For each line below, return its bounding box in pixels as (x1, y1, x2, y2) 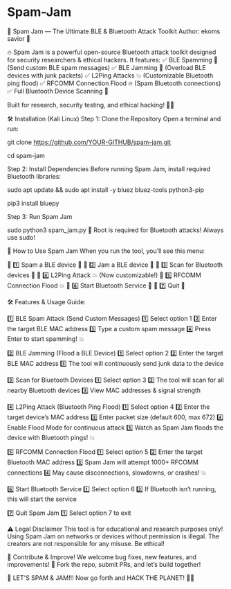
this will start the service (7, 495, 77, 503)
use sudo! (7, 233, 36, 241)
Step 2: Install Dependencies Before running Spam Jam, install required (7, 164, 211, 173)
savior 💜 (7, 34, 31, 42)
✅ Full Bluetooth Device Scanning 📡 (7, 87, 109, 95)
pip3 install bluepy (7, 199, 59, 207)
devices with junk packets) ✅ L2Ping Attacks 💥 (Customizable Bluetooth (7, 71, 214, 80)
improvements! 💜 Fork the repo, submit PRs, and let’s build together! (7, 560, 201, 568)
